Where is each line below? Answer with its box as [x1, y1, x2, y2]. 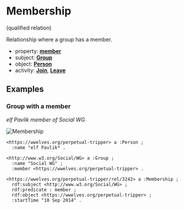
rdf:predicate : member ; [11, 187, 77, 193]
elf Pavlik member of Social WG [6, 116, 85, 123]
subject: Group [14, 54, 53, 61]
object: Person [14, 60, 52, 67]
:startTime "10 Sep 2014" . [11, 197, 82, 203]
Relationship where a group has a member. [6, 36, 112, 43]
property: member [14, 47, 61, 55]
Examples [6, 84, 44, 95]
